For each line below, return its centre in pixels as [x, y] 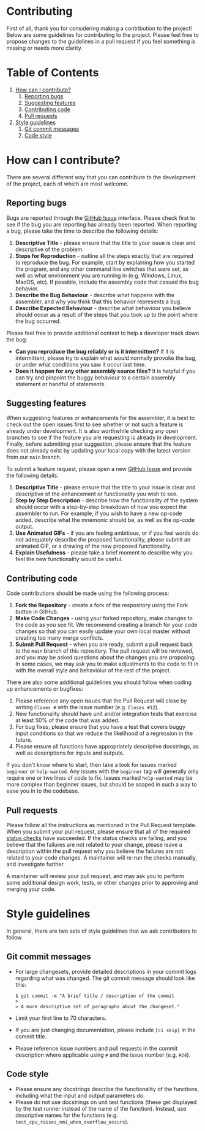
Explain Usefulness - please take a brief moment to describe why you [104, 553]
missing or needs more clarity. [44, 48]
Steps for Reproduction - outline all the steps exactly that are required [104, 255]
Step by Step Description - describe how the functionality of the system [106, 500]
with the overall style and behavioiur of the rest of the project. [93, 670]
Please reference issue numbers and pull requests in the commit [96, 1048]
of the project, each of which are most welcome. [67, 184]
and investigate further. [36, 865]
